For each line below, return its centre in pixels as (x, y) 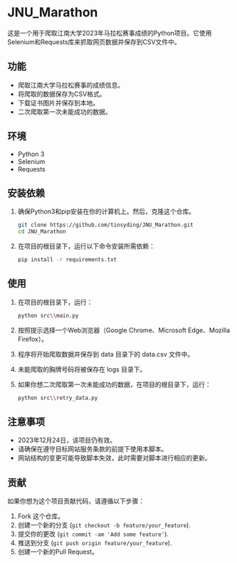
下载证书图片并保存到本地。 (58, 102)
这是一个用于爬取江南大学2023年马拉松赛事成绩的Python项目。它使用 (110, 33)
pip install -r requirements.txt (67, 260)
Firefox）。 (33, 339)
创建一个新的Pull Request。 (58, 552)
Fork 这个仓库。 (41, 516)
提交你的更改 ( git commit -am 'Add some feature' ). (93, 534)
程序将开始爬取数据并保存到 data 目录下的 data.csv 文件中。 (106, 354)
